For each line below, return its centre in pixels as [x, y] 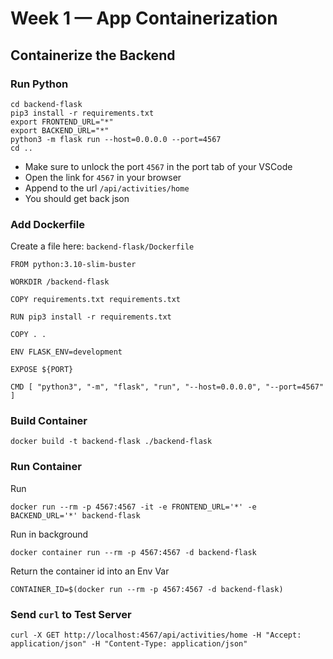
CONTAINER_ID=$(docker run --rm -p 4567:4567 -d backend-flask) [147, 589]
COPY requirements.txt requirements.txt [96, 300]
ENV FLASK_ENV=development [66, 352]
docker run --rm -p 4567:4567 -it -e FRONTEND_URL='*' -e [133, 507]
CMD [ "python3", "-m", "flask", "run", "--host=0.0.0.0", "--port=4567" [167, 387]
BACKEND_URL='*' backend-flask [75, 515]
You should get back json [77, 198]
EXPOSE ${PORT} [42, 370]
